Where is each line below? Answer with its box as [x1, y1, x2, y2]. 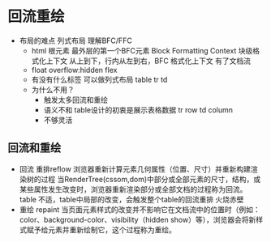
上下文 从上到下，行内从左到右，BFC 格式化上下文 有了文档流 [45, 56, 252, 66]
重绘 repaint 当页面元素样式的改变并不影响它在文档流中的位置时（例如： [19, 204, 260, 214]
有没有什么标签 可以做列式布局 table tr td [31, 74, 168, 84]
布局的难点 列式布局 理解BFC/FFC [19, 36, 133, 45]
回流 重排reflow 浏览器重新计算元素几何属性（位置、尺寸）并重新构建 [19, 163, 252, 174]
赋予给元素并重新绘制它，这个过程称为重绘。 [26, 224, 176, 235]
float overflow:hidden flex [31, 65, 118, 74]
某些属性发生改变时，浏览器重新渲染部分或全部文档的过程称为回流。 [19, 184, 247, 194]
